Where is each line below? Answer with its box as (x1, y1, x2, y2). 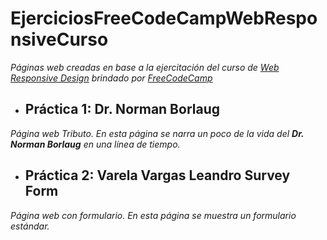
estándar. (10, 220, 50, 232)
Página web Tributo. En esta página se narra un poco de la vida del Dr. (10, 127, 305, 139)
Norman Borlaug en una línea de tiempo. (10, 138, 181, 150)
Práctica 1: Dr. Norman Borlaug (24, 101, 220, 118)
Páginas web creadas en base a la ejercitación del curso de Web (10, 61, 280, 73)
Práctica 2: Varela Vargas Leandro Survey (24, 167, 291, 184)
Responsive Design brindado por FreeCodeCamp (10, 72, 213, 84)
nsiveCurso (10, 28, 109, 51)
